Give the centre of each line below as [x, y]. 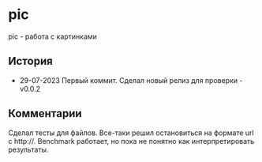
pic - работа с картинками [52, 36]
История [30, 61]
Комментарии [45, 113]
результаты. [28, 149]
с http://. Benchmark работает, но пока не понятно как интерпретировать [131, 141]
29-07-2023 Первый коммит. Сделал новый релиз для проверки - [131, 80]
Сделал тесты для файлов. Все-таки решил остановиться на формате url [131, 133]
